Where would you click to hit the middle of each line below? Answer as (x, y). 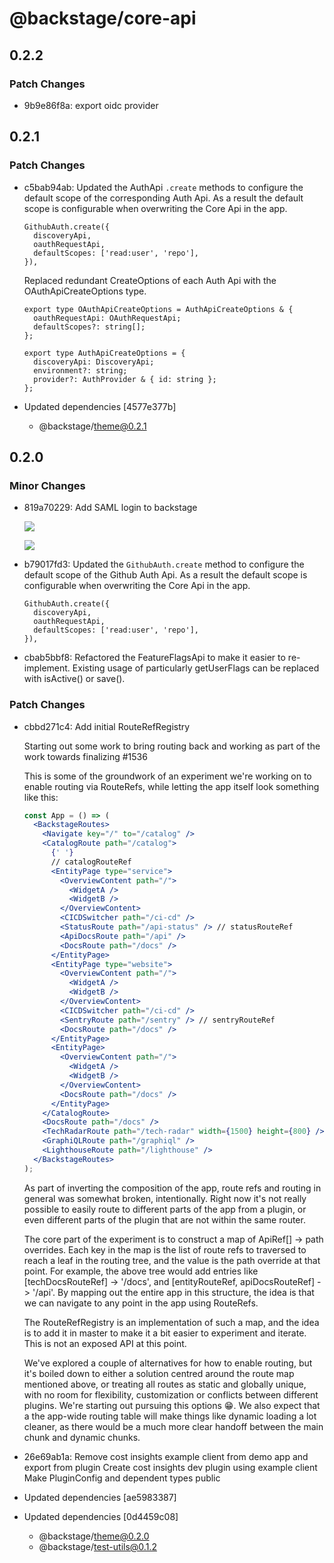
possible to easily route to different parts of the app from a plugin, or (165, 1209)
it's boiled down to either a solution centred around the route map (159, 1373)
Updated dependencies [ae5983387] (100, 1497)
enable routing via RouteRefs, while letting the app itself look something (171, 786)
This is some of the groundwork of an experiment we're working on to (167, 776)
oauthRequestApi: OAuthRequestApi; (107, 318)
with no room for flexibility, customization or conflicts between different (171, 1394)
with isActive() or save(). (74, 679)
